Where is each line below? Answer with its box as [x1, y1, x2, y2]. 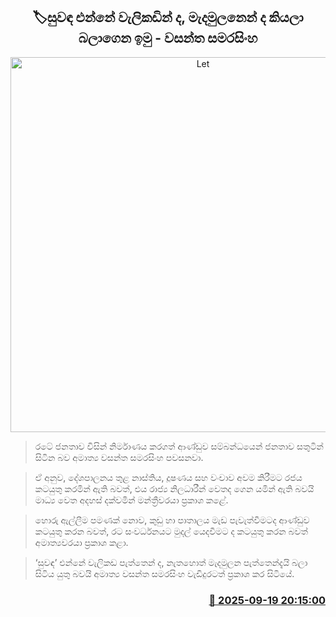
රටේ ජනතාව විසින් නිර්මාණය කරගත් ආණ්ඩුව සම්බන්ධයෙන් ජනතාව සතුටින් [34, 440, 324, 452]
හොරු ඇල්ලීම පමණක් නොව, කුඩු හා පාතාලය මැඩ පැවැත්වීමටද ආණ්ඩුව [34, 514, 310, 526]
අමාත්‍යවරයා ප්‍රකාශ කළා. [34, 536, 129, 548]
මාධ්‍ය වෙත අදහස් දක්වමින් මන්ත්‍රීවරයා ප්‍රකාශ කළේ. [34, 494, 229, 506]
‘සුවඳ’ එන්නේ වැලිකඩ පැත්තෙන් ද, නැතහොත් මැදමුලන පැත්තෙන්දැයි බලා [34, 556, 308, 568]
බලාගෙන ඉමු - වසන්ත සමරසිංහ [78, 30, 258, 47]
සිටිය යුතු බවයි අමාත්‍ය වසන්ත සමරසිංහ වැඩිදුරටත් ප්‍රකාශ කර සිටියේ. [34, 567, 295, 579]
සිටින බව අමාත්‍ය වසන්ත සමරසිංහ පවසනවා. [34, 451, 204, 463]
